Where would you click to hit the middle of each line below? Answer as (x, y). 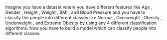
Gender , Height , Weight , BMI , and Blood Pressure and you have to (75, 12)
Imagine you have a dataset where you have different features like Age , (79, 7)
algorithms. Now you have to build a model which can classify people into (81, 28)
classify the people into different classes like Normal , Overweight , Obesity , (84, 18)
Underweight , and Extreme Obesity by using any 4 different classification (81, 23)
